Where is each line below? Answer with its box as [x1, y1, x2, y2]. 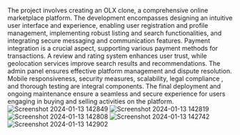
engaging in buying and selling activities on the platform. [7, 97, 174, 106]
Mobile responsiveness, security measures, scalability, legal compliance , [7, 74, 224, 83]
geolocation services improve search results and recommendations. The [7, 59, 221, 67]
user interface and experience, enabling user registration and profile [7, 21, 209, 29]
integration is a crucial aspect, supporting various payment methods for [7, 44, 219, 52]
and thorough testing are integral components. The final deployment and [7, 82, 221, 90]
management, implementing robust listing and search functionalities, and [7, 29, 222, 37]
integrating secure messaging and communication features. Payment [7, 36, 211, 45]
